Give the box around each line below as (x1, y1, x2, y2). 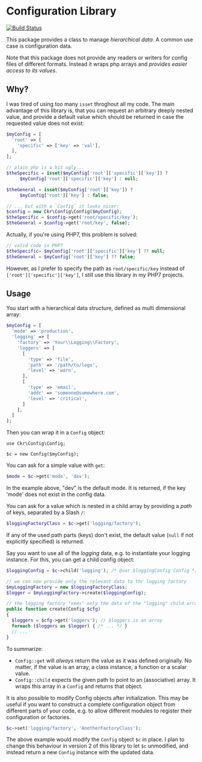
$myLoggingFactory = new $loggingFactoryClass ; (6, 584, 128, 590)
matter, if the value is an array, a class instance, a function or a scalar (14, 663, 187, 670)
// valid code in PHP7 (6, 243, 63, 249)
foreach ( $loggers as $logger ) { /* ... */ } (11, 623, 128, 629)
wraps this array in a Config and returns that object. (14, 682, 143, 690)
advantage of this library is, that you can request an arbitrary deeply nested (6, 107, 194, 114)
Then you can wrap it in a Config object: (6, 429, 105, 436)
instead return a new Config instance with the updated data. (6, 749, 155, 756)
